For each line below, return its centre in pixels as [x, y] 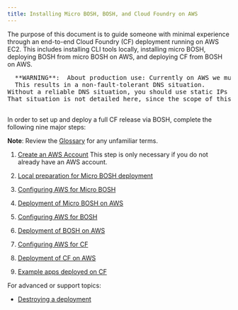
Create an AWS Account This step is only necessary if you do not [113, 154]
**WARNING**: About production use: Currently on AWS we [118, 77]
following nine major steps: [47, 127]
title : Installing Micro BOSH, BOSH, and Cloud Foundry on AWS [103, 14]
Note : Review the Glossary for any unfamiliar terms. [83, 140]
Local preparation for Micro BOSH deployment [85, 176]
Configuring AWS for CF [53, 244]
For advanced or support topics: [54, 285]
